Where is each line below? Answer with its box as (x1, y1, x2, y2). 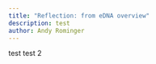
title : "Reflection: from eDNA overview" (8, 11, 150, 20)
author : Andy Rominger (8, 26, 85, 34)
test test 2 (8, 49, 42, 58)
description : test (8, 19, 70, 27)
